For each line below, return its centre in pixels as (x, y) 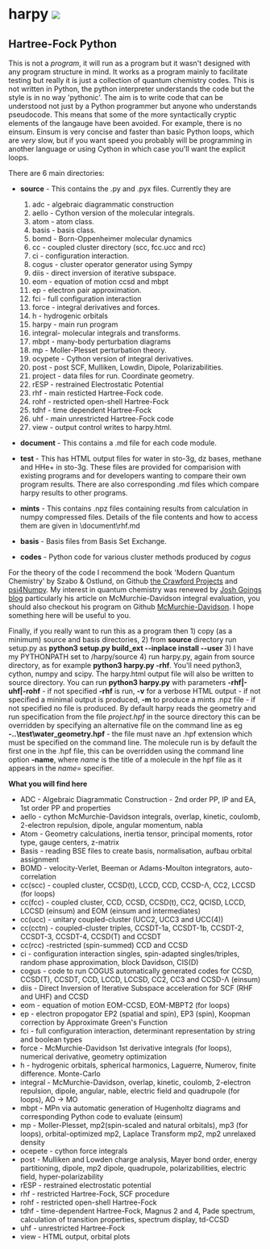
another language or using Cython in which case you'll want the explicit (127, 149)
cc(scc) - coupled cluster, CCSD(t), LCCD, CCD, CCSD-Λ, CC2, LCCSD (138, 885)
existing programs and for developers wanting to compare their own (133, 476)
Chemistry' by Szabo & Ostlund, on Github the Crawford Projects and (123, 581)
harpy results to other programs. (74, 493)
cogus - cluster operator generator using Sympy (112, 264)
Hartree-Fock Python (62, 44)
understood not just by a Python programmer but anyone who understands (133, 106)
